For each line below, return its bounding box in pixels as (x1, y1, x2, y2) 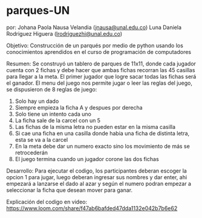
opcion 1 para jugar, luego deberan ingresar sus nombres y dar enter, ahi (6, 173, 187, 180)
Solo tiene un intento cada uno (15, 110, 92, 117)
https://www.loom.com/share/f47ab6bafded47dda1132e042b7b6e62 (6, 204, 178, 212)
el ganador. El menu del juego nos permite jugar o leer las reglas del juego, (6, 79, 192, 87)
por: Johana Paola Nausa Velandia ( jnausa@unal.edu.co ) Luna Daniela (6, 24, 182, 31)
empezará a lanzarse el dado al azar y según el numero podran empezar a (6, 180, 192, 187)
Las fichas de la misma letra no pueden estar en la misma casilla (15, 123, 176, 130)
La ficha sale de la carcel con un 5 (15, 116, 101, 124)
